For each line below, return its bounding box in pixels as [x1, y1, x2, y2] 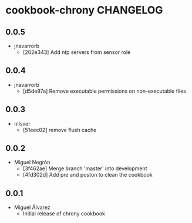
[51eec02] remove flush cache [22, 126, 97, 133]
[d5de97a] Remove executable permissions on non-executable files [22, 87, 186, 94]
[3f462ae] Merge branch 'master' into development [22, 165, 147, 172]
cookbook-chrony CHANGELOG [5, 4, 163, 17]
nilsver [14, 120, 31, 127]
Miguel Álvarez [14, 204, 50, 211]
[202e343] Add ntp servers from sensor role [22, 49, 131, 56]
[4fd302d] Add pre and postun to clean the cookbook [22, 171, 153, 178]
